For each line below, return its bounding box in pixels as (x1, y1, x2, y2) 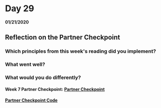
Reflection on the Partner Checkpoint (5, 33, 121, 42)
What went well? (5, 61, 45, 68)
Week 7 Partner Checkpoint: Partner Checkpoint (5, 86, 105, 92)
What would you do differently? (5, 74, 81, 81)
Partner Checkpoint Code (5, 97, 58, 103)
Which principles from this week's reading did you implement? (5, 48, 157, 55)
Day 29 (5, 3, 35, 14)
